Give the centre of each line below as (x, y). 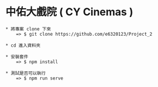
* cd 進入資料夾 (23, 45)
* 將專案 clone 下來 (28, 29)
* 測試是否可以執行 (26, 73)
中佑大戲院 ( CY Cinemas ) (69, 12)
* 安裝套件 (17, 57)
